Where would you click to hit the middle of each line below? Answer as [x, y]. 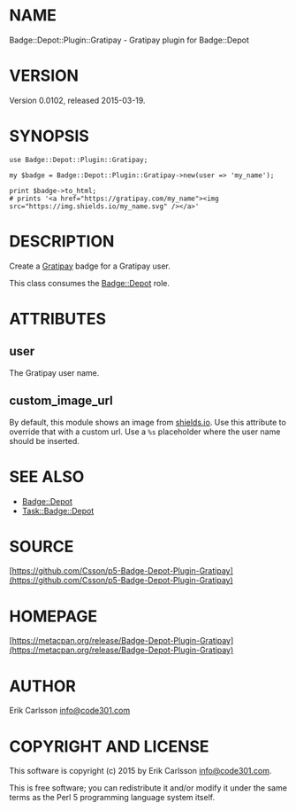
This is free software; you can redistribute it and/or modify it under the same [148, 788]
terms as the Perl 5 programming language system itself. [112, 798]
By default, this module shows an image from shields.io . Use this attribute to [148, 422]
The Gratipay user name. [54, 372]
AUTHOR [43, 686]
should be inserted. [44, 441]
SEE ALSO [47, 476]
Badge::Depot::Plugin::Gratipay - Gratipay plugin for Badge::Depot [129, 40]
